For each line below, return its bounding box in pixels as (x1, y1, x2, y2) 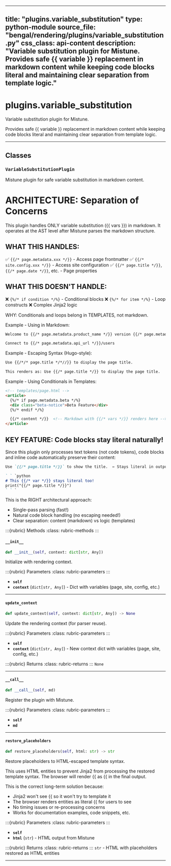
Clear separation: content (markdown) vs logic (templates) (12, 518, 136, 524)
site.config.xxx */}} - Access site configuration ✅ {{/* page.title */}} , (5, 261, 162, 268)
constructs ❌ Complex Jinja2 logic (5, 302, 77, 308)
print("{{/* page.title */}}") (5, 483, 72, 488)
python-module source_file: (5, 23, 96, 32)
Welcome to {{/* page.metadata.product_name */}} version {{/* (5, 331, 142, 337)
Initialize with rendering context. (5, 559, 73, 565)
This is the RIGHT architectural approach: (5, 497, 92, 503)
